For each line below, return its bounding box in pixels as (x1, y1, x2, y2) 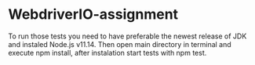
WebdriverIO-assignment (8, 5, 179, 23)
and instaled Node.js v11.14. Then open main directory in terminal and (8, 39, 231, 49)
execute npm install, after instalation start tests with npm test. (8, 48, 207, 57)
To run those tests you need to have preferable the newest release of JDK (8, 31, 247, 41)
